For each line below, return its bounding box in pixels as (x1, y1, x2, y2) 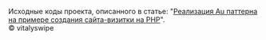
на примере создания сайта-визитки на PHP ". (8, 15, 165, 24)
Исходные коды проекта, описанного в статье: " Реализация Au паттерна (8, 7, 258, 16)
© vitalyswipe (8, 24, 54, 32)
